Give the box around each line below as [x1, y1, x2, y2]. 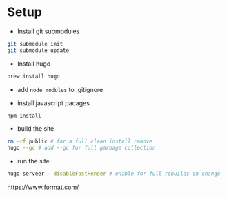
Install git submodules [17, 27, 80, 35]
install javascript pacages [17, 98, 90, 107]
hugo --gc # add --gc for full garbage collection [7, 145, 156, 152]
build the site [17, 125, 55, 133]
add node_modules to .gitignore [17, 85, 103, 93]
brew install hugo [7, 73, 60, 80]
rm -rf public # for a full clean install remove [7, 138, 153, 145]
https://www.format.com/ [7, 183, 79, 191]
